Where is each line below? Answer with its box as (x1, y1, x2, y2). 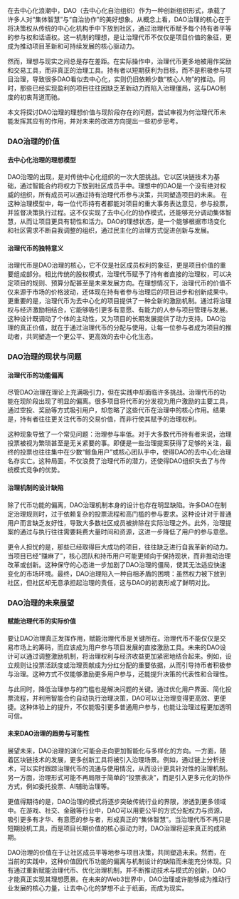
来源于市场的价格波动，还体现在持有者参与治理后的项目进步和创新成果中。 (13, 288, 232, 296)
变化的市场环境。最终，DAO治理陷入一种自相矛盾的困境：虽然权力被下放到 (7, 569, 226, 578)
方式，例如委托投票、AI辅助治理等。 (7, 782, 114, 791)
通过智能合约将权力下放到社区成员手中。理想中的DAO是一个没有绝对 (19, 181, 221, 191)
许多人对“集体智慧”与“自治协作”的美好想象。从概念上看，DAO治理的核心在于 (7, 15, 231, 24)
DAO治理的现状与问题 (7, 352, 82, 362)
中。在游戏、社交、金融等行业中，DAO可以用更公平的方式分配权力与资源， (7, 806, 226, 815)
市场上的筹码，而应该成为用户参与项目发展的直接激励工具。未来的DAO (13, 643, 221, 651)
